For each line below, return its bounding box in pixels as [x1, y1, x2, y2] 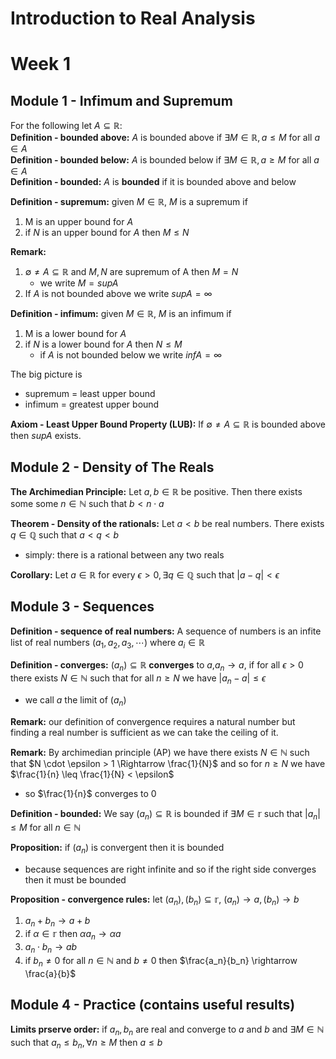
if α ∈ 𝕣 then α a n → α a [24, 928, 122, 942]
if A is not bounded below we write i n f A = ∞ [39, 349, 222, 361]
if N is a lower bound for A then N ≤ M [24, 338, 183, 351]
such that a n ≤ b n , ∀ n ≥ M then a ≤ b [10, 1037, 163, 1051]
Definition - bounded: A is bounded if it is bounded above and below [10, 176, 297, 188]
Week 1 [10, 53, 71, 76]
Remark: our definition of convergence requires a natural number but [10, 716, 296, 727]
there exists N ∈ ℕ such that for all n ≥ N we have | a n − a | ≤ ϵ [10, 672, 267, 687]
